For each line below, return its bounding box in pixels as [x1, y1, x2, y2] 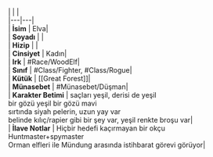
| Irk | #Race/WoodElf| [8, 57, 81, 66]
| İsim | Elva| [8, 24, 49, 33]
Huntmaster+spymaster [8, 132, 85, 141]
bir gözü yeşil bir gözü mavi [8, 98, 97, 108]
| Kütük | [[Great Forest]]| [8, 74, 91, 83]
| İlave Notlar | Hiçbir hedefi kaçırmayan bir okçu [8, 123, 166, 133]
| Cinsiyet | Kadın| [8, 49, 67, 58]
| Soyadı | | [8, 32, 45, 41]
